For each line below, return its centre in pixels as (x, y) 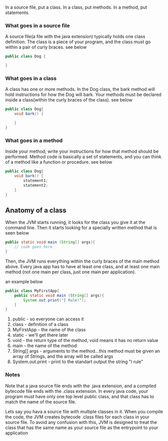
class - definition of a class (40, 324)
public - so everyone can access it (48, 319)
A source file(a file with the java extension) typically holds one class (75, 37)
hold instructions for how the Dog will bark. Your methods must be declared (83, 94)
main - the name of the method (45, 346)
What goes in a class (31, 78)
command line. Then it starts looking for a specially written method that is (81, 228)
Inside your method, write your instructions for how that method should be (82, 151)
